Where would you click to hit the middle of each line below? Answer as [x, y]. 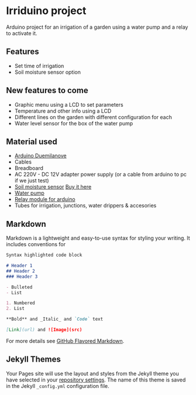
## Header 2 [20, 271]
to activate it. [22, 33]
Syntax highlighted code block [44, 255]
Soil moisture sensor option [47, 72]
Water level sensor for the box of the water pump [74, 123]
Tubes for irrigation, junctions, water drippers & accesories [85, 206]
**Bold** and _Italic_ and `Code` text [55, 319]
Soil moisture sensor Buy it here [53, 187]
